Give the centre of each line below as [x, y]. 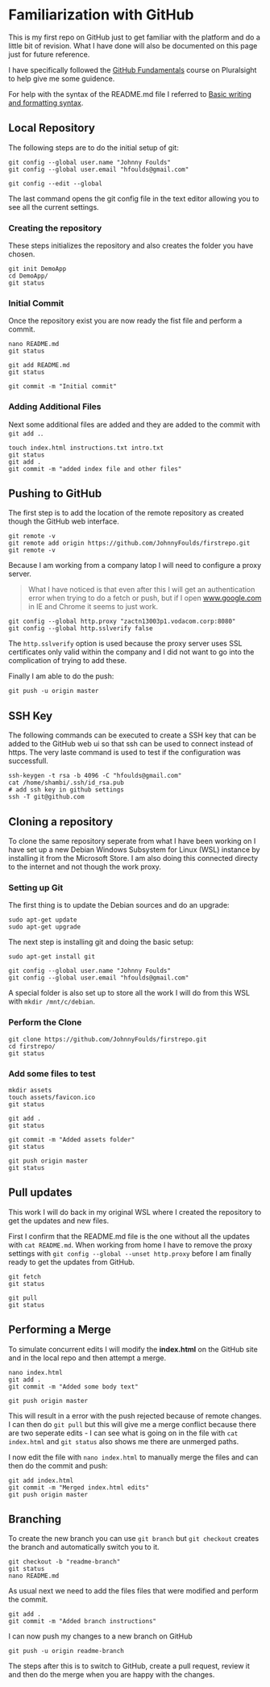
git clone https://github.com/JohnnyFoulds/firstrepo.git [108, 1039]
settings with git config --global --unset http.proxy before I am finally [130, 1253]
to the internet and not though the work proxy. [85, 867]
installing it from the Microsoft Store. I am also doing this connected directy [133, 858]
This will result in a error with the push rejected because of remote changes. [135, 1416]
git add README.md [39, 365]
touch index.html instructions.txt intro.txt [86, 448]
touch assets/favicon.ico [52, 1097]
